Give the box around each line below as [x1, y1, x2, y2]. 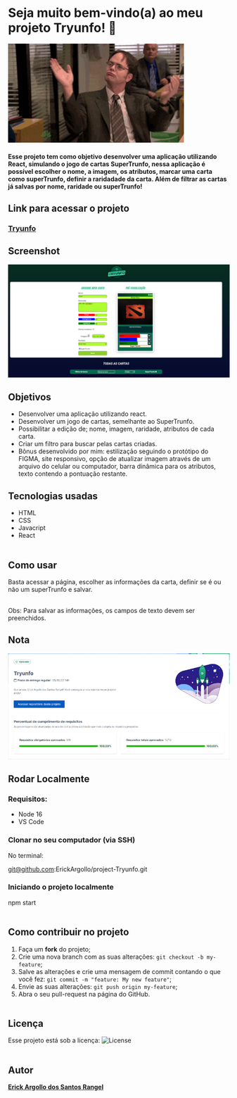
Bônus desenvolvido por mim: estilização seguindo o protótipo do [18, 447, 209, 455]
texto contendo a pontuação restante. [18, 469, 128, 478]
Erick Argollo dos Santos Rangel [8, 1083, 104, 1092]
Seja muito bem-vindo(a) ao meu [8, 5, 203, 21]
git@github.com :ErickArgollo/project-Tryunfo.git [8, 864, 148, 873]
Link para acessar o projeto [8, 202, 129, 214]
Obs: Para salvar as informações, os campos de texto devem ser [8, 607, 196, 615]
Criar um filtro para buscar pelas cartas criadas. [18, 440, 158, 448]
